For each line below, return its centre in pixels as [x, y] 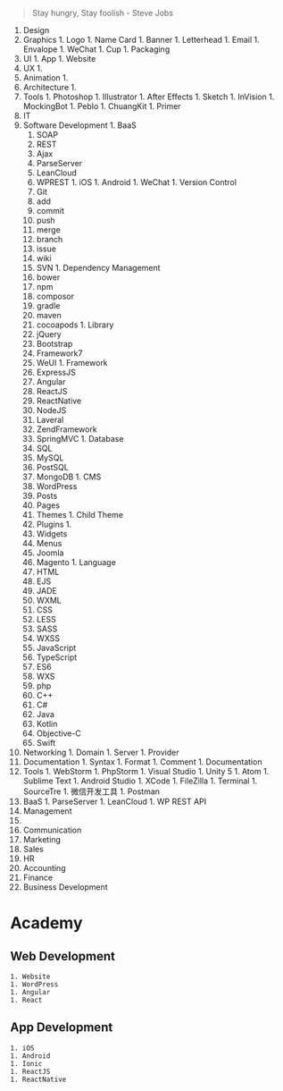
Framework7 [59, 353]
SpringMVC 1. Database [80, 439]
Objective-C [58, 733]
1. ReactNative [38, 1079]
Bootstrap [54, 344]
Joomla [50, 553]
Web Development [62, 956]
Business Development [65, 887]
